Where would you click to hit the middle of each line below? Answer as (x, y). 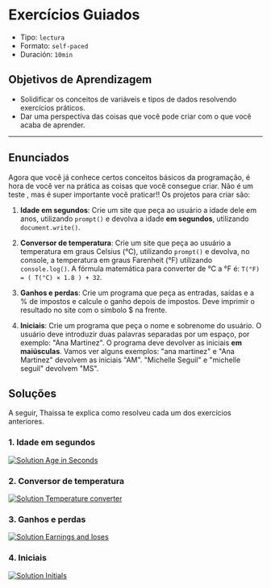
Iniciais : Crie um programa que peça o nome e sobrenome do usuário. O (141, 325)
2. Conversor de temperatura (67, 481)
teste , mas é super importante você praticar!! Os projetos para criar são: (129, 194)
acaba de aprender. (52, 125)
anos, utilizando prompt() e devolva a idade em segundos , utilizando (134, 219)
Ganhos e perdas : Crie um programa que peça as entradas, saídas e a (137, 293)
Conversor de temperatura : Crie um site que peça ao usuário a (125, 243)
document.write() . (50, 227)
